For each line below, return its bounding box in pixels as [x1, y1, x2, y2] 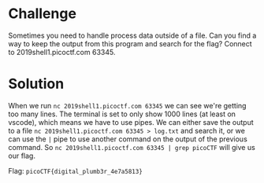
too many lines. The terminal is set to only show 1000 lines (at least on [8, 109, 236, 119]
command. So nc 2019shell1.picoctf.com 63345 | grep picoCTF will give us [8, 142, 256, 152]
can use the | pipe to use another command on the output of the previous [8, 134, 248, 144]
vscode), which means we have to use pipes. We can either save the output [8, 117, 254, 126]
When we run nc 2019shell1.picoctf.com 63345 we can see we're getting [8, 101, 247, 110]
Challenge [8, 5, 77, 23]
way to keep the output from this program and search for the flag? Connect [8, 38, 252, 48]
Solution [8, 75, 65, 93]
